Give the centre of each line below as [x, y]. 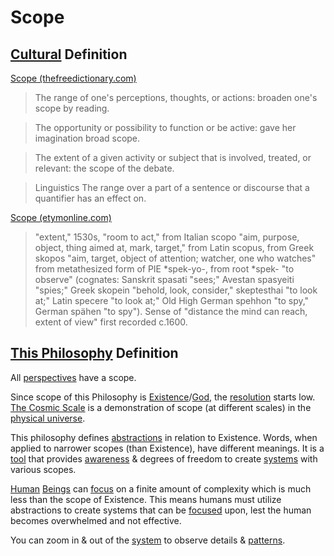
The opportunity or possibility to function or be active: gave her [165, 127]
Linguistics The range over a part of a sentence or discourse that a [172, 187]
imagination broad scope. [87, 138]
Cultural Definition [69, 54]
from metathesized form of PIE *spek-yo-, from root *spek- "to [164, 269]
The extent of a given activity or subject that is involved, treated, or [173, 157]
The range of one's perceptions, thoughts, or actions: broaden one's [176, 97]
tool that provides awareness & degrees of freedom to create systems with [164, 458]
